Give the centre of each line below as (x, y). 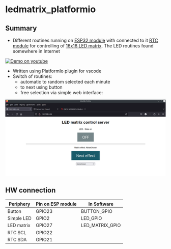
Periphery (19, 204)
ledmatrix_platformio (51, 9)
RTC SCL (17, 232)
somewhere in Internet (36, 51)
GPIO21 (44, 239)
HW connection (31, 190)
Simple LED (19, 218)
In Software (101, 204)
